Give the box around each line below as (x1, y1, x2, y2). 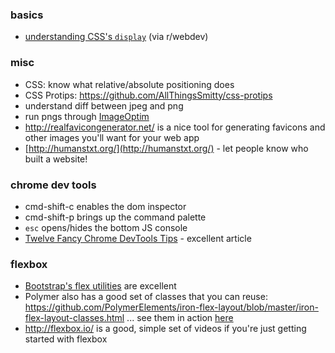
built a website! (24, 153, 88, 165)
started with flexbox (24, 333, 108, 345)
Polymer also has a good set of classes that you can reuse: (24, 291, 268, 303)
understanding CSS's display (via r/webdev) (24, 31, 209, 43)
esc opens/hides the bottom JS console (24, 221, 188, 233)
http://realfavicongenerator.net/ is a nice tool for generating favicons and (24, 121, 326, 133)
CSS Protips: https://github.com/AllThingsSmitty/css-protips (24, 89, 273, 101)
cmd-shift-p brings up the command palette (24, 211, 207, 223)
